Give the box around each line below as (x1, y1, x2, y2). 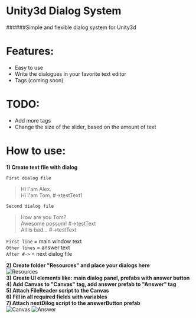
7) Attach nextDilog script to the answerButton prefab (6, 299, 141, 306)
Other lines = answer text (6, 244, 70, 251)
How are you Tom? (20, 213, 67, 220)
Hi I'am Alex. (20, 185, 52, 192)
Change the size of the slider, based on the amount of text (14, 123, 156, 130)
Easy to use (14, 64, 43, 71)
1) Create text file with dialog (6, 163, 78, 171)
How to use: (6, 144, 66, 158)
